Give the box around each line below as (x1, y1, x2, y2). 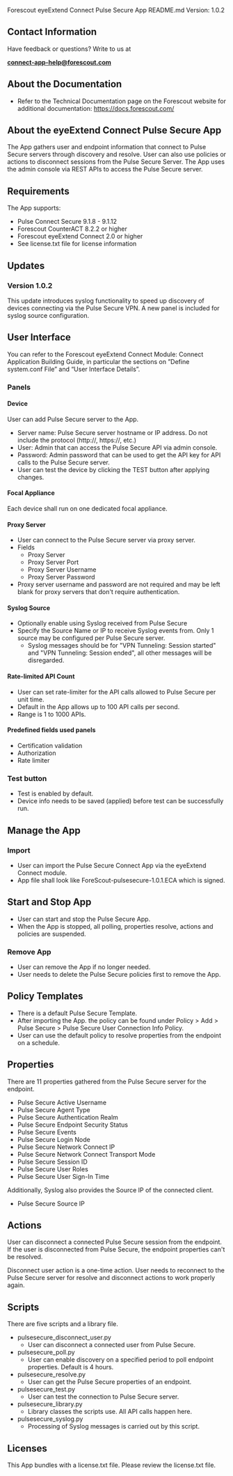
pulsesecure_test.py (17, 1385, 75, 1394)
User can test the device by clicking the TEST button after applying (17, 465, 210, 473)
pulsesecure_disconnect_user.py (17, 1333, 111, 1341)
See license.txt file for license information (17, 240, 137, 248)
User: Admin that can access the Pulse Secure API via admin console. (17, 443, 218, 452)
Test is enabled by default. (17, 789, 94, 798)
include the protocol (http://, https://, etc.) (17, 436, 137, 444)
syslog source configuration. (7, 311, 90, 319)
